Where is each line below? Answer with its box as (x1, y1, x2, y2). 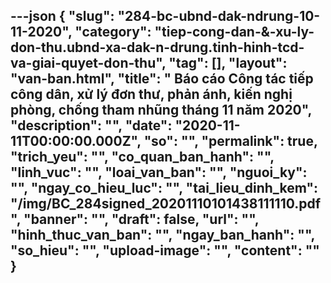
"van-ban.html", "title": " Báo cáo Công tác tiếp (10, 70, 314, 88)
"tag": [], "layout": (168, 55, 288, 72)
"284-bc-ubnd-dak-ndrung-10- (117, 8, 321, 25)
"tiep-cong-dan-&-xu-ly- (154, 24, 315, 41)
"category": (74, 24, 152, 41)
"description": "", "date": (10, 117, 173, 134)
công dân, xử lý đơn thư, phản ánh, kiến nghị (10, 86, 293, 103)
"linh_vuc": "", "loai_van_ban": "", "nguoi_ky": (10, 164, 308, 181)
